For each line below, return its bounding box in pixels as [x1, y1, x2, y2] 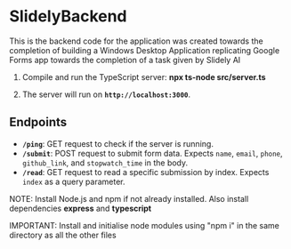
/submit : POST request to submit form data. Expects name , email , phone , [21, 148, 283, 158]
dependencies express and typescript [9, 203, 152, 213]
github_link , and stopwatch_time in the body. [21, 157, 189, 168]
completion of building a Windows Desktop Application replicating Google [9, 44, 280, 55]
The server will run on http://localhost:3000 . [21, 89, 191, 100]
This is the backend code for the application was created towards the [9, 36, 264, 46]
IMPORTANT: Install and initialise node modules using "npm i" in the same [9, 220, 280, 230]
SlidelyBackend [9, 6, 127, 27]
